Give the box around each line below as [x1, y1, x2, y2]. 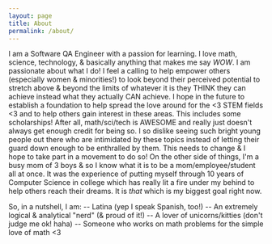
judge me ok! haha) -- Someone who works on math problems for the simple [8, 219, 264, 229]
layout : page [8, 11, 53, 20]
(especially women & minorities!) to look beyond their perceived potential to [8, 74, 261, 85]
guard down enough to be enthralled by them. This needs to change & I [8, 143, 246, 154]
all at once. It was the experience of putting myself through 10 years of [8, 169, 244, 179]
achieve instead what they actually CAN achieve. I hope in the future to [8, 92, 245, 102]
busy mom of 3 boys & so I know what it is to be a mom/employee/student [8, 161, 257, 170]
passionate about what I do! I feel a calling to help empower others [8, 66, 231, 76]
